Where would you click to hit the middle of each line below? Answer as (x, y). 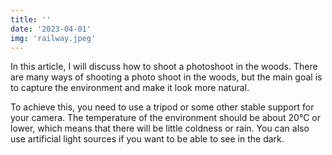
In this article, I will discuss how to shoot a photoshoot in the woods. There (164, 67)
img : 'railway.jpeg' (53, 38)
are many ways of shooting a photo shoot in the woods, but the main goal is (166, 77)
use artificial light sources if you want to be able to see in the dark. (147, 139)
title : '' (31, 19)
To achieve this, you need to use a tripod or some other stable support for (162, 107)
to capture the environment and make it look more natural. (130, 88)
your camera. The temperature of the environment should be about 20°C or (165, 118)
